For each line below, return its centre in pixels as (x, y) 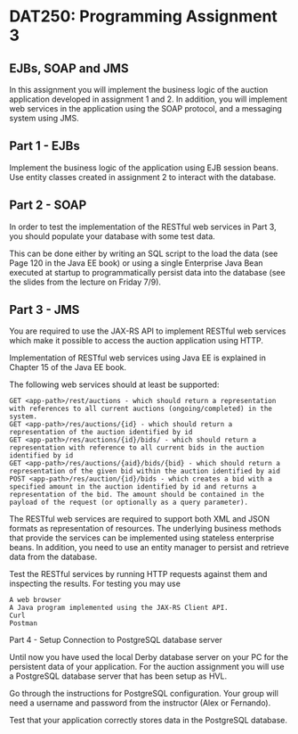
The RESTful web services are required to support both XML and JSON (140, 519)
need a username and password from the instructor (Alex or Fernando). (140, 703)
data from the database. (53, 557)
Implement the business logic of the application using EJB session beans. (144, 168)
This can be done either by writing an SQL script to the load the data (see (144, 253)
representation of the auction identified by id (101, 433)
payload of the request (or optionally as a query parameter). (129, 503)
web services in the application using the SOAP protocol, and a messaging (146, 108)
